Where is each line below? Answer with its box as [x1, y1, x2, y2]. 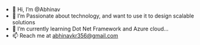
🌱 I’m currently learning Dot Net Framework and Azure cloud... [12, 25, 169, 32]
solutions [12, 19, 35, 26]
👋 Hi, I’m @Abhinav [12, 6, 61, 13]
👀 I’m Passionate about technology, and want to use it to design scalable [12, 12, 195, 19]
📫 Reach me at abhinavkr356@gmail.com [12, 32, 118, 39]
